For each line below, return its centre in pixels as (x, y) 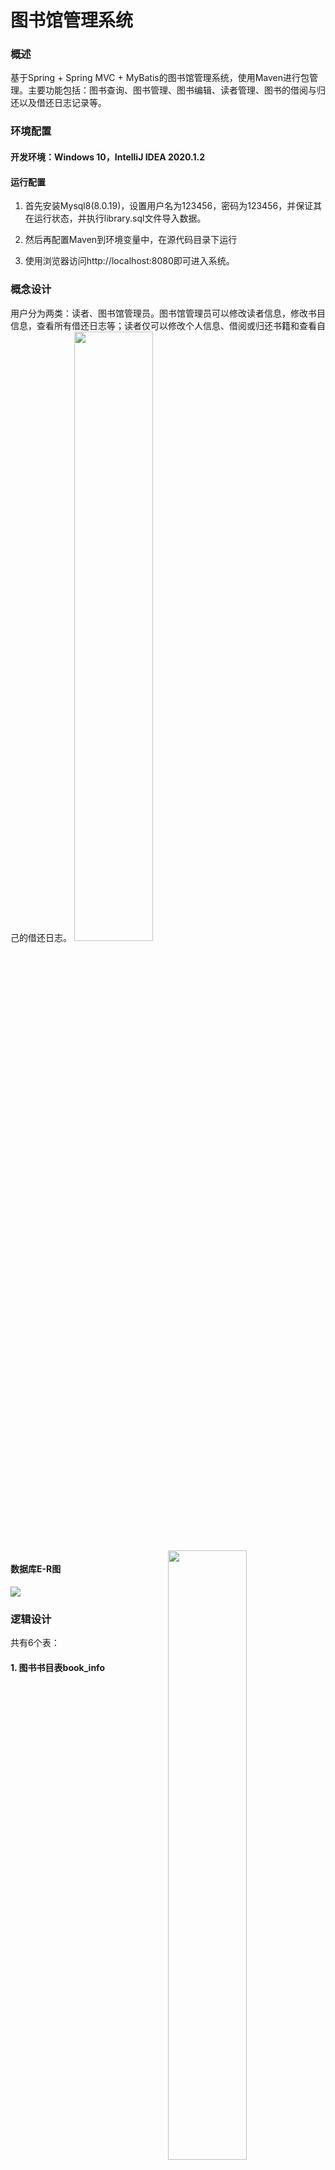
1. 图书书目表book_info (57, 1667)
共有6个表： (35, 1642)
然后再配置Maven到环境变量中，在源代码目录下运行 (131, 240)
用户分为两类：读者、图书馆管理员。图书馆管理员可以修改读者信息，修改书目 (168, 313)
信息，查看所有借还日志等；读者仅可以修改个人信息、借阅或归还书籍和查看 (163, 325)
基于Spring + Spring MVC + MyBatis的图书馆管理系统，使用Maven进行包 (160, 78)
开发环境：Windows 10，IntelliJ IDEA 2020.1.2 (108, 157)
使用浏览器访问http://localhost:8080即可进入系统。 (129, 261)
